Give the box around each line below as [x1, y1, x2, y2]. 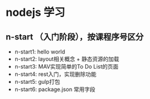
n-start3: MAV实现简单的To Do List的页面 [14, 63, 119, 70]
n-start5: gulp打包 [14, 78, 61, 85]
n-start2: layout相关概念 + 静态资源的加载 [14, 55, 120, 63]
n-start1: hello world [14, 48, 66, 55]
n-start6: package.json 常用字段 [14, 86, 96, 93]
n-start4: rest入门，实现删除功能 [14, 70, 97, 78]
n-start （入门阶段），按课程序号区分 [6, 32, 144, 42]
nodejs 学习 [6, 5, 66, 19]
